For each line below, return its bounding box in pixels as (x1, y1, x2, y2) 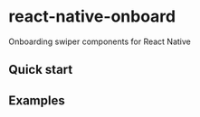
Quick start (8, 62, 73, 77)
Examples (8, 93, 65, 108)
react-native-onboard (8, 6, 176, 27)
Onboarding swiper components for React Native (8, 36, 192, 47)
